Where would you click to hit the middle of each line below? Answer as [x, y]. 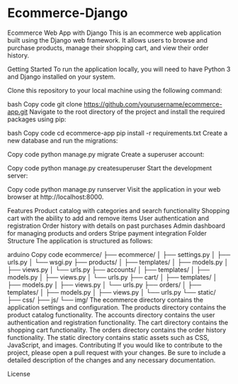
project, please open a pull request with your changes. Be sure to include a [117, 352]
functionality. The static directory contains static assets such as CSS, [108, 337]
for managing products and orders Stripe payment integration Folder [107, 233]
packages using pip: [37, 119]
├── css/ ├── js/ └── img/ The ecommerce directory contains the [106, 300]
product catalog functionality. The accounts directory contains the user [111, 314]
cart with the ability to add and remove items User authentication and [108, 218]
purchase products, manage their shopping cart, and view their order [108, 48]
